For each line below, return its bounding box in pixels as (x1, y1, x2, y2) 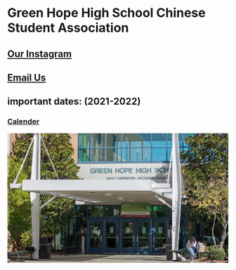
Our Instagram (7, 48, 72, 60)
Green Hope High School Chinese (7, 5, 206, 21)
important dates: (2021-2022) (7, 96, 141, 108)
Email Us (7, 72, 46, 84)
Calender (7, 117, 40, 127)
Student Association (7, 20, 129, 36)
